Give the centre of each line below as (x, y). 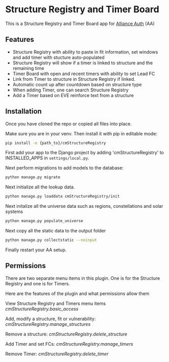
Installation (23, 112)
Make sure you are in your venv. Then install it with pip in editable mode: (81, 133)
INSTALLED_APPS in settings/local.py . (47, 158)
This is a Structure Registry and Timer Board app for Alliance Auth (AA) (80, 23)
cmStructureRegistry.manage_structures (48, 324)
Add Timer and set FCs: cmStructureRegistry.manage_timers (69, 344)
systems (14, 212)
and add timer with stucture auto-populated (58, 57)
